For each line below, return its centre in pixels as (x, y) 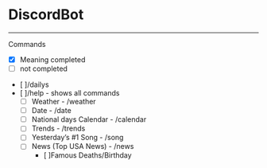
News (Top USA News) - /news (83, 147)
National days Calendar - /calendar (89, 119)
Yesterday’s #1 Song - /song (77, 138)
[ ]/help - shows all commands (70, 93)
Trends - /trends (58, 128)
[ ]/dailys (34, 84)
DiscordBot (46, 15)
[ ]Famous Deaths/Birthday (88, 155)
